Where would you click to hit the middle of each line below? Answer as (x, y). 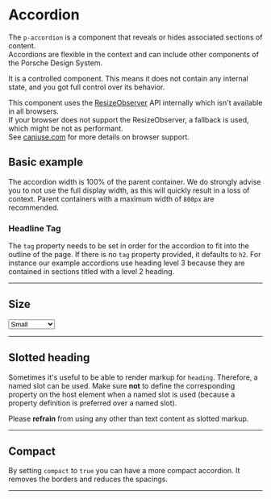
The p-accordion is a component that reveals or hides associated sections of (135, 37)
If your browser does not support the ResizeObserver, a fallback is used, (129, 119)
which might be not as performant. (66, 128)
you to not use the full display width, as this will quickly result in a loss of (129, 190)
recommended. (33, 207)
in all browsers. (33, 111)
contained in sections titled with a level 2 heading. (92, 272)
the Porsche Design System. (56, 63)
